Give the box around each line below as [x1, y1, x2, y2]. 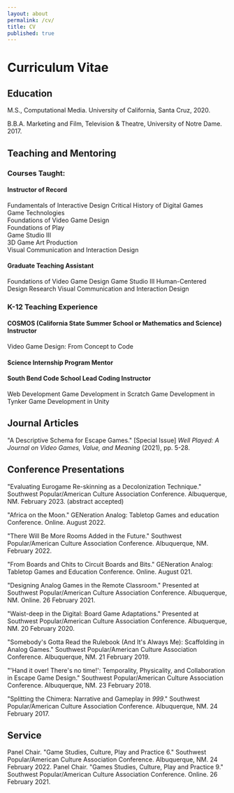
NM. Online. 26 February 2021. [7, 595, 96, 604]
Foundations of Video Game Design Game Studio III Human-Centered [7, 277, 207, 285]
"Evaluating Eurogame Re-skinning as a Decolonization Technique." [7, 482, 202, 490]
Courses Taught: [7, 168, 66, 178]
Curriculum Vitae [7, 60, 109, 75]
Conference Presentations [7, 464, 124, 476]
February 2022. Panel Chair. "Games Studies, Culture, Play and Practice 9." [7, 763, 224, 771]
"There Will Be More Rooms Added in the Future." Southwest [7, 532, 182, 540]
